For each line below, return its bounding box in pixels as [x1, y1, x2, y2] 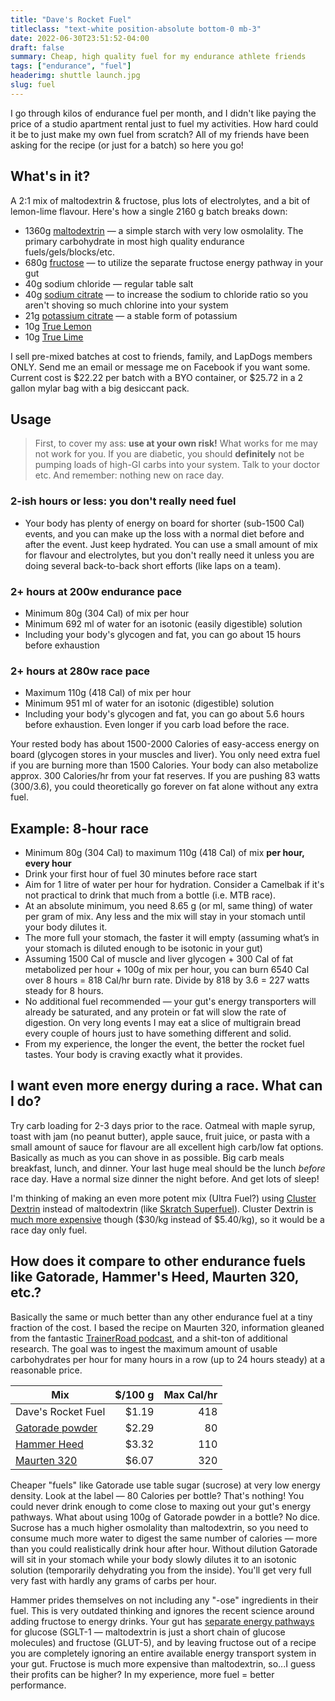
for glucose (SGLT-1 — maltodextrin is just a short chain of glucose [10, 1626, 286, 1638]
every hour [24, 857, 72, 870]
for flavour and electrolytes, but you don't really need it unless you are [24, 549, 315, 561]
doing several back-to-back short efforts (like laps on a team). [24, 559, 282, 571]
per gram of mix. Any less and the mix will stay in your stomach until [24, 911, 306, 923]
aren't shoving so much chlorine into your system [24, 299, 229, 311]
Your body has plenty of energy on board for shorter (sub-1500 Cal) [24, 517, 305, 529]
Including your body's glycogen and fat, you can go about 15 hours [24, 628, 302, 640]
